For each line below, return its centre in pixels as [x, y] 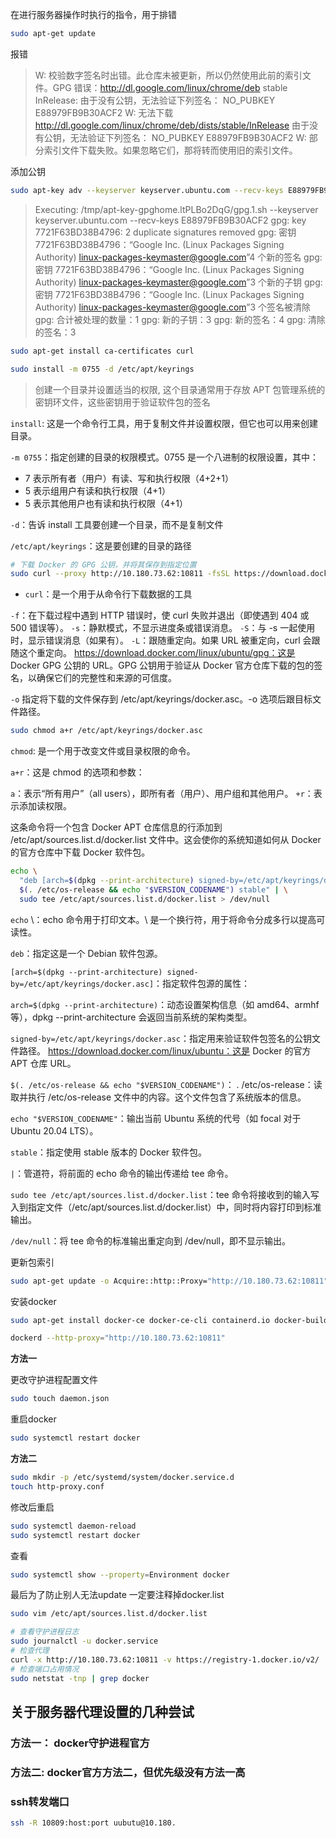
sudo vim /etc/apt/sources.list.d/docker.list [109, 1614]
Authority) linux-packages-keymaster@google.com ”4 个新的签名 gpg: [178, 257]
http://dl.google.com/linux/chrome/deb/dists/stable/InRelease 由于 [172, 125]
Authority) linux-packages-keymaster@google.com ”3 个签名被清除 [173, 307]
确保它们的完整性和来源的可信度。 [106, 678]
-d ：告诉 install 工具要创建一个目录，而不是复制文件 [117, 524]
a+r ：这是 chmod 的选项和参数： [77, 772]
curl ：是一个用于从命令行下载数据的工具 [108, 594]
